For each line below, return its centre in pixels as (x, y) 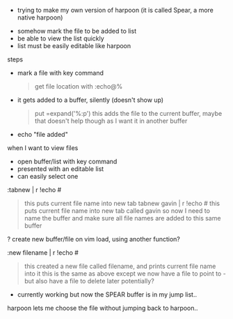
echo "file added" (42, 134)
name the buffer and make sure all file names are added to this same (122, 218)
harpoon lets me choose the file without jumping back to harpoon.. (103, 308)
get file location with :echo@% (79, 86)
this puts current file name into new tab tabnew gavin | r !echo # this (122, 203)
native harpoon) (40, 17)
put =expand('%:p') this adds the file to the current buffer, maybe (128, 113)
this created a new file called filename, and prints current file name (120, 266)
